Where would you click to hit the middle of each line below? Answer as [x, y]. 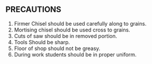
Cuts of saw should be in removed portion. [65, 36]
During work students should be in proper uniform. [75, 54]
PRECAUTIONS [33, 10]
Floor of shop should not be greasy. [57, 48]
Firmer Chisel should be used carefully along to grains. [80, 23]
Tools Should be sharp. [42, 42]
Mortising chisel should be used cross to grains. [72, 30]
